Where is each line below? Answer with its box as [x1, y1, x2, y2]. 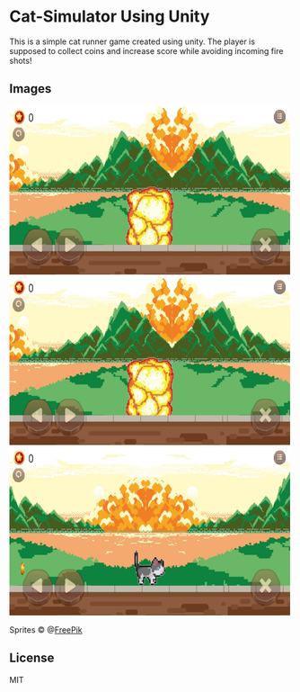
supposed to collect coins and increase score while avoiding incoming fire [9, 45, 284, 56]
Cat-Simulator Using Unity [9, 6, 210, 27]
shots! [9, 55, 32, 66]
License [9, 651, 55, 666]
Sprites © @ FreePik [9, 624, 83, 635]
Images [9, 81, 52, 96]
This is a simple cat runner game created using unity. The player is [9, 36, 256, 47]
